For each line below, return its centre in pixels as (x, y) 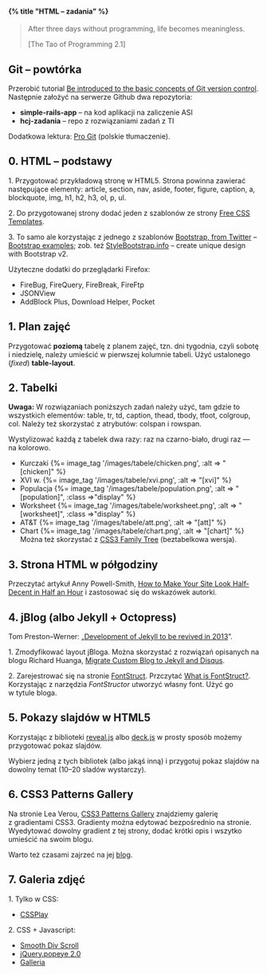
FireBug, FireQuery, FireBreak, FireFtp (82, 285)
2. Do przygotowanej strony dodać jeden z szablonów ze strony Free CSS (129, 213)
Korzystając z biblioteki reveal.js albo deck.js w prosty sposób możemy (125, 736)
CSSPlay (34, 914)
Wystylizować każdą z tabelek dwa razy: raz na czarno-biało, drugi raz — (129, 439)
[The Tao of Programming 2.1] (77, 45)
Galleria (32, 962)
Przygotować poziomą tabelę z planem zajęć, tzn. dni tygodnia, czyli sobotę (133, 346)
